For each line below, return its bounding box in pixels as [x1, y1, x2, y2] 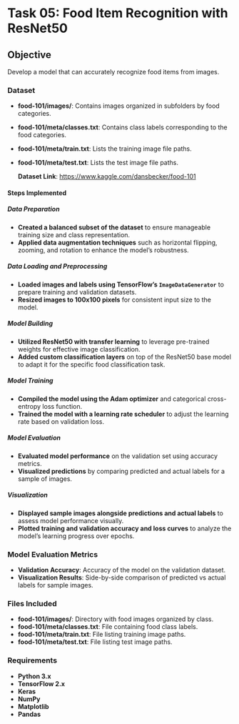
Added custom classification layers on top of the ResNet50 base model [17, 352, 232, 361]
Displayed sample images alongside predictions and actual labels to [17, 509, 223, 517]
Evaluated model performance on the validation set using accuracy [17, 452, 218, 460]
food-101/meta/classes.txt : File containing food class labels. [17, 623, 198, 631]
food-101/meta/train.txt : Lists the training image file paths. [17, 144, 193, 153]
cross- [207, 395, 227, 403]
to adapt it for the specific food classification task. [17, 359, 166, 369]
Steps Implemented [7, 188, 67, 197]
